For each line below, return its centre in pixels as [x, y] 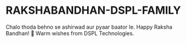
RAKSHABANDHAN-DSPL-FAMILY [93, 10]
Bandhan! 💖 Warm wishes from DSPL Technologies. [70, 33]
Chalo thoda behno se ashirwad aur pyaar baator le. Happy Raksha [89, 27]
